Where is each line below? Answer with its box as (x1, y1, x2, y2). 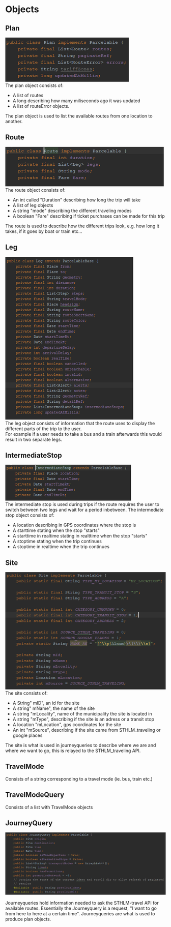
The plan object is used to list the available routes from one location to (5, 113, 153, 119)
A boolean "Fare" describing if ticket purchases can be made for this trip (12, 213, 165, 219)
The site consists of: (5, 690, 48, 696)
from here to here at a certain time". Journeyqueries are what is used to (5, 911, 155, 917)
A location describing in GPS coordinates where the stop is (12, 522, 136, 528)
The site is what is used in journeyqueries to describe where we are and (5, 742, 156, 748)
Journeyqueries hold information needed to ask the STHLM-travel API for (5, 900, 159, 906)
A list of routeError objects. (12, 103, 70, 109)
